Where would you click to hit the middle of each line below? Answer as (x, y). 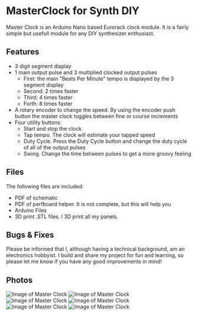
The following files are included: (45, 186)
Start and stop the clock (52, 128)
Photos (19, 280)
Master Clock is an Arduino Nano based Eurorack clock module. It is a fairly (98, 27)
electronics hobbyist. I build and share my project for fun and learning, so (95, 255)
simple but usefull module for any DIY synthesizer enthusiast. (80, 33)
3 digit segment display (43, 66)
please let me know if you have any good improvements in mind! (84, 262)
